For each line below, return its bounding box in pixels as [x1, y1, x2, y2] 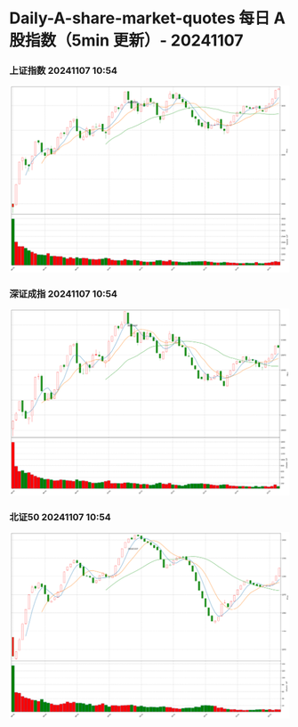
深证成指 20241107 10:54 [9, 288, 118, 300]
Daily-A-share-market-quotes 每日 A [9, 8, 286, 29]
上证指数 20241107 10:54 [9, 64, 118, 77]
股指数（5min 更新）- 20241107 [9, 30, 244, 51]
